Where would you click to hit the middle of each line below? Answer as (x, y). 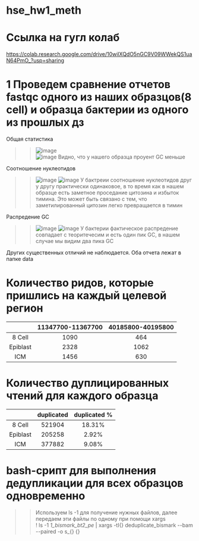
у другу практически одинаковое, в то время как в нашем (110, 186)
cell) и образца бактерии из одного (97, 110)
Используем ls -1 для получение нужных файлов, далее (106, 512)
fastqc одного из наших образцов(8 (99, 97)
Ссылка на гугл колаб (63, 38)
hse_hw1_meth (44, 10)
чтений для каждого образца (82, 396)
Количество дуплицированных (88, 383)
